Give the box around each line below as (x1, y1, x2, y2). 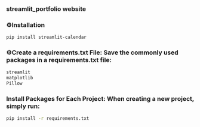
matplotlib (6, 75, 33, 81)
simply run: (6, 102, 40, 110)
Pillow (6, 80, 23, 86)
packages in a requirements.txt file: (6, 56, 112, 64)
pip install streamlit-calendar (6, 35, 87, 41)
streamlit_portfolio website (6, 5, 87, 13)
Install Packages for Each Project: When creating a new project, (6, 94, 195, 103)
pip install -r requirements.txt (6, 116, 90, 122)
